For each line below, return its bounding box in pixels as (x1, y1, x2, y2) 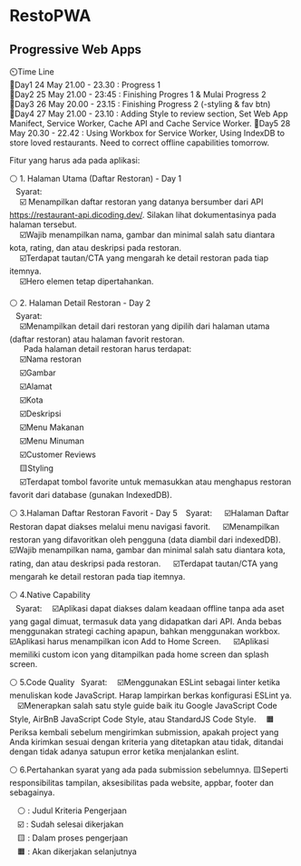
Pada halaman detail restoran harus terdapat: (23, 343, 192, 354)
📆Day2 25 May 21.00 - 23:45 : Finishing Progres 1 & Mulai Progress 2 (9, 89, 267, 100)
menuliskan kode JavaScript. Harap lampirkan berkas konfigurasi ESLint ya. (9, 690, 292, 701)
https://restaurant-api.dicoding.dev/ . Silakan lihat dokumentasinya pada (9, 210, 277, 220)
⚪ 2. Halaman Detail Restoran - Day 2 (9, 297, 151, 308)
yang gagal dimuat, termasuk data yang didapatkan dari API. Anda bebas (9, 616, 283, 627)
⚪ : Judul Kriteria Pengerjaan (17, 805, 127, 816)
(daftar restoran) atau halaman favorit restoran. (9, 333, 185, 344)
